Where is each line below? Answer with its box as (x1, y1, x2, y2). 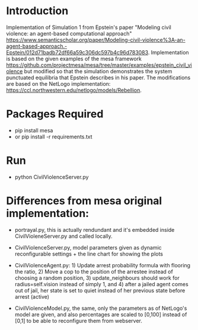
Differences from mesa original (6, 194, 162, 208)
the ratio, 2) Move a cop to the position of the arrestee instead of (14, 268, 173, 275)
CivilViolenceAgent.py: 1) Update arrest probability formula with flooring (14, 261, 191, 268)
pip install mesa (14, 127, 53, 134)
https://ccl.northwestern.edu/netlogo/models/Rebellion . (6, 86, 142, 93)
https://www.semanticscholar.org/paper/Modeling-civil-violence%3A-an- (6, 36, 186, 43)
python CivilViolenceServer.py (14, 173, 89, 180)
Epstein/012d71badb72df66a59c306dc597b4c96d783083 (6, 48, 148, 56)
